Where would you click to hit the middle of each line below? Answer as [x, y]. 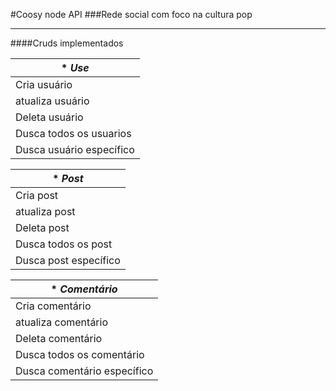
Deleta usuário [49, 117]
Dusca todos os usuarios [73, 133]
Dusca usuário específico [75, 149]
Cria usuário [44, 84]
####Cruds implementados [67, 43]
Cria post [37, 195]
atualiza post [45, 211]
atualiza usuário [52, 101]
